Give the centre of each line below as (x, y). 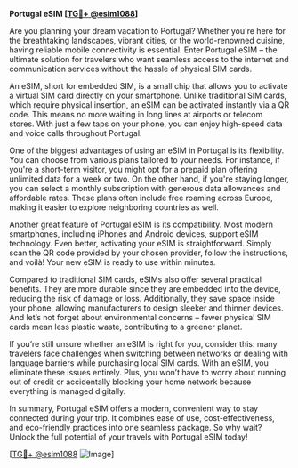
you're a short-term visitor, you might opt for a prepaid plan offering (133, 169)
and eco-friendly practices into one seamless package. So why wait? (136, 428)
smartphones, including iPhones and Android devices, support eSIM (134, 234)
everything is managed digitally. (68, 391)
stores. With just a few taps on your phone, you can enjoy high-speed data (146, 124)
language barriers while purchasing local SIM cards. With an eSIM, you (139, 363)
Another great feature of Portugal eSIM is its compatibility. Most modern (141, 224)
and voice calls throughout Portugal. (76, 133)
